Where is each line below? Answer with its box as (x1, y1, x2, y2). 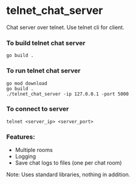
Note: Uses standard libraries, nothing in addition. (6, 171, 131, 179)
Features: (6, 133, 35, 141)
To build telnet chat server (6, 39, 86, 47)
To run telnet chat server (6, 67, 81, 75)
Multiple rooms (15, 146, 53, 154)
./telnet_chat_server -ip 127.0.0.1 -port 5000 (6, 91, 129, 97)
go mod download (6, 80, 47, 87)
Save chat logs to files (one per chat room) (15, 159, 123, 166)
